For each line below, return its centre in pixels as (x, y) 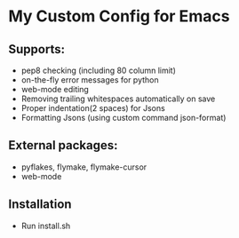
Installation (40, 205)
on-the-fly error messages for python (90, 80)
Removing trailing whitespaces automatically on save (118, 99)
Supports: (37, 49)
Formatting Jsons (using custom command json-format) (123, 118)
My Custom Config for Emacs (119, 16)
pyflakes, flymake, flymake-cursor (84, 167)
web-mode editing (55, 89)
